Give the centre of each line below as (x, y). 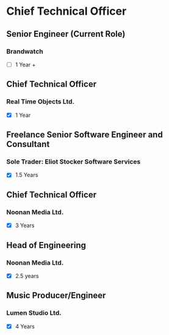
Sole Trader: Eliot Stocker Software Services (74, 162)
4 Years (25, 326)
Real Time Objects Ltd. (41, 102)
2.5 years (27, 276)
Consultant (28, 144)
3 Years (25, 225)
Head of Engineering (46, 245)
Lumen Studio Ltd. (34, 313)
